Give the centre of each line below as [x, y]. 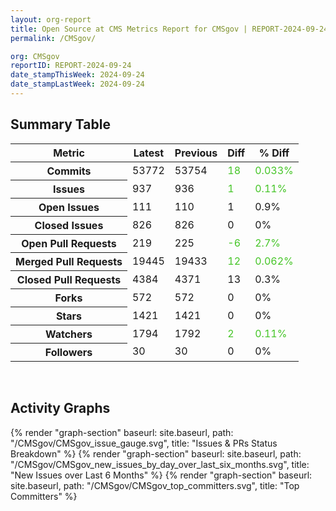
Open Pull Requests [69, 243]
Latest [149, 153]
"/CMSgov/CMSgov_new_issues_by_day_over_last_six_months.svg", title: [160, 464]
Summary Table [60, 124]
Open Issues [69, 207]
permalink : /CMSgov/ [53, 38]
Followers [68, 352]
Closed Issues [69, 225]
